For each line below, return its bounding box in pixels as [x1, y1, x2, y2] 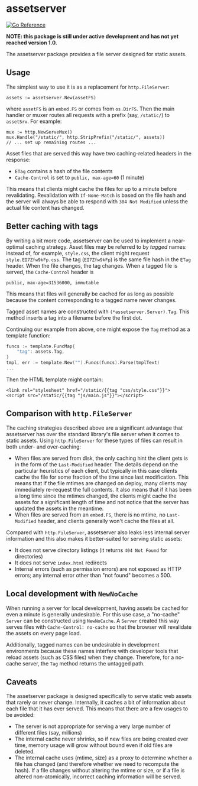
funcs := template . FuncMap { [6, 343, 76, 349]
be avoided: [6, 712, 35, 719]
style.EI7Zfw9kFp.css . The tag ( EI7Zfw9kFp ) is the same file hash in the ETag [6, 256, 191, 263]
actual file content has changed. [6, 204, 85, 211]
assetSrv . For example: [6, 118, 62, 125]
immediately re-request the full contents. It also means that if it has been [14, 486, 192, 493]
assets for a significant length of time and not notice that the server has [14, 498, 189, 505]
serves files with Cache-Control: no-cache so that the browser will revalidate [6, 623, 192, 631]
